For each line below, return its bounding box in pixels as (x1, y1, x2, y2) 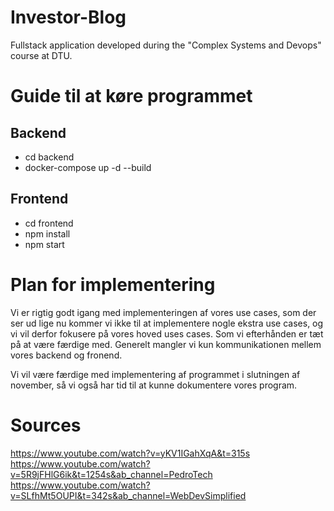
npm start (24, 238, 65, 250)
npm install (24, 227, 71, 240)
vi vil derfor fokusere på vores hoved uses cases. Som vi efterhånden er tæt (10, 327, 324, 340)
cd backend (24, 151, 75, 163)
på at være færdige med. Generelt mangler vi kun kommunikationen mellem (10, 338, 322, 350)
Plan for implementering (10, 273, 216, 296)
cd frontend (24, 217, 74, 229)
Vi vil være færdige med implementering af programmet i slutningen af (10, 368, 301, 380)
